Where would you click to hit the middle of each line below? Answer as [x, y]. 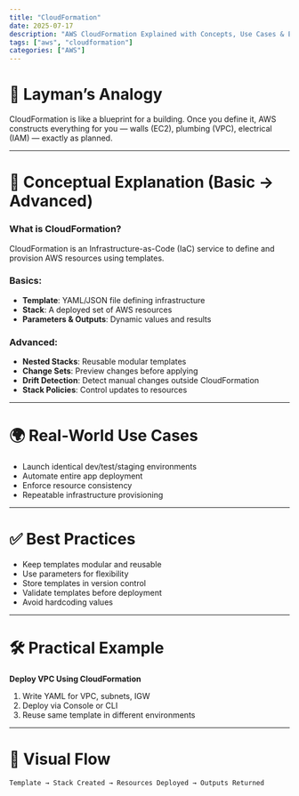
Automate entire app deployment [82, 476]
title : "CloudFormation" [55, 17]
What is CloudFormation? [65, 229]
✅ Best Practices [73, 539]
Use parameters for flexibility [75, 574]
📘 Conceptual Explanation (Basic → [141, 182]
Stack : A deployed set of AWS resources [97, 310]
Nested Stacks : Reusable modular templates [104, 362]
